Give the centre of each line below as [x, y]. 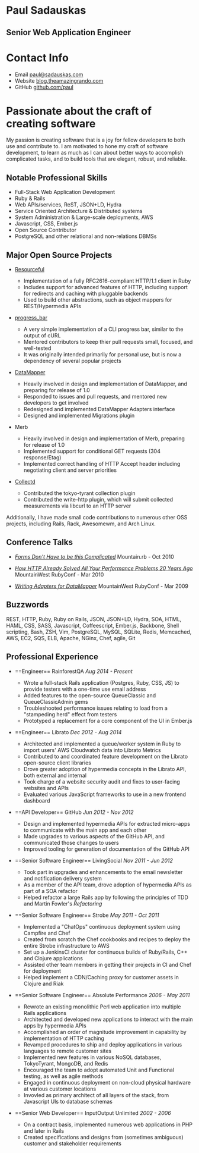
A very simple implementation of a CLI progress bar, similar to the [103, 329]
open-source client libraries [57, 763]
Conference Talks [39, 542]
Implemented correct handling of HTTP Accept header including [102, 464]
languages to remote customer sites [68, 1051]
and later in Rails [44, 1130]
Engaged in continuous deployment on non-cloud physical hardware [107, 1082]
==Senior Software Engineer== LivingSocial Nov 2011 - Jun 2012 [94, 860]
